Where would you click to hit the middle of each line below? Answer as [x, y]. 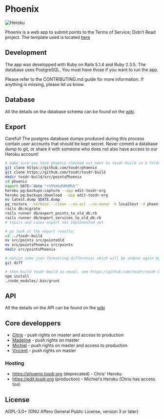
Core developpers [33, 323]
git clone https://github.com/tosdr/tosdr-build [55, 172]
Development [26, 53]
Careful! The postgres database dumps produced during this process [75, 139]
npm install [17, 276]
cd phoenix [16, 181]
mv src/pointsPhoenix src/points [39, 245]
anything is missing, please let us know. [45, 84]
